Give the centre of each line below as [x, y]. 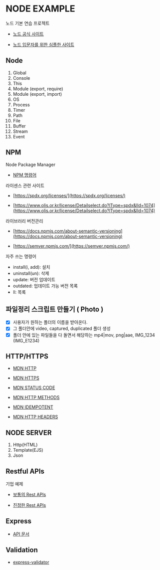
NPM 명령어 [25, 175]
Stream [20, 131]
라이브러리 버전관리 [24, 221]
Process [21, 105]
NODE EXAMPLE [40, 9]
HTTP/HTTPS [27, 356]
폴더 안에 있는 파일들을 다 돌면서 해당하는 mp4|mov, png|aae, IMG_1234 [84, 335]
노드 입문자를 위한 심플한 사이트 [43, 44]
